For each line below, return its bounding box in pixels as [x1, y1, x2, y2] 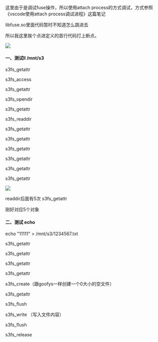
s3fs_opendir [5, 96, 33, 102]
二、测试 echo [5, 219, 36, 225]
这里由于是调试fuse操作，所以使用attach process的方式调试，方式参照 [5, 5, 153, 10]
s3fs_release [5, 332, 32, 338]
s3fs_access [5, 76, 32, 83]
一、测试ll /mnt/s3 [5, 55, 44, 61]
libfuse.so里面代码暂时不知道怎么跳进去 [5, 22, 89, 28]
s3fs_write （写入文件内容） [5, 311, 64, 318]
